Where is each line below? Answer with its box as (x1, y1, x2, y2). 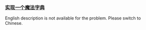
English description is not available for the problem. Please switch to (5, 15, 141, 21)
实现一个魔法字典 (5, 4, 45, 10)
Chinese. (5, 20, 23, 26)
